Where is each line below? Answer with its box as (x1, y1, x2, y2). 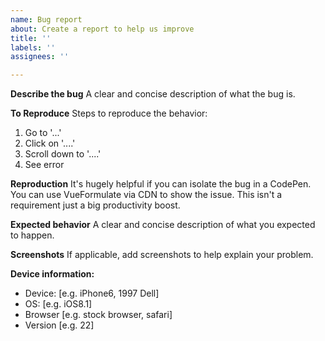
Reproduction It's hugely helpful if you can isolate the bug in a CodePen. (10, 178, 312, 190)
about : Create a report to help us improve (10, 24, 195, 34)
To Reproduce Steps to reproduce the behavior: (10, 107, 208, 120)
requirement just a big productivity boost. (10, 199, 181, 211)
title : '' (10, 33, 52, 43)
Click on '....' (24, 137, 76, 150)
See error (24, 159, 65, 171)
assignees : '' (10, 52, 70, 62)
